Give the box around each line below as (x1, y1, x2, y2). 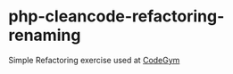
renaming (8, 25, 81, 45)
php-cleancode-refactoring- (8, 6, 225, 27)
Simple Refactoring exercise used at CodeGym (8, 54, 180, 65)
